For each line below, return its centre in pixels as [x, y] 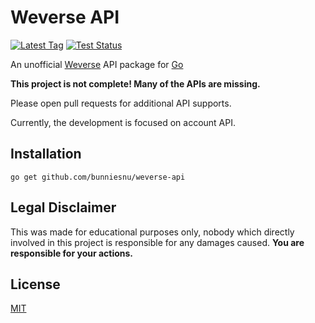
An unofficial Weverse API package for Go [97, 64]
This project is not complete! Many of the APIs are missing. [135, 83]
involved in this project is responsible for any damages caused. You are [157, 242]
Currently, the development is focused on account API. [123, 122]
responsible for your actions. [72, 253]
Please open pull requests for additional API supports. [121, 103]
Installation [46, 154]
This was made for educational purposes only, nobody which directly [152, 232]
